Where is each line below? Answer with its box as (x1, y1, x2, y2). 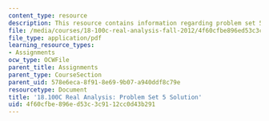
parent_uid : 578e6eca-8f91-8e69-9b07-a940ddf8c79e (8, 78, 181, 86)
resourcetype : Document (8, 85, 88, 94)
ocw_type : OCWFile (8, 57, 70, 64)
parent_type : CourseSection (8, 71, 102, 79)
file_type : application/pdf (8, 33, 102, 42)
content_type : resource (8, 11, 88, 20)
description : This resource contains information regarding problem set (8, 19, 256, 27)
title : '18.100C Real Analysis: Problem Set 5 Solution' (8, 93, 203, 101)
